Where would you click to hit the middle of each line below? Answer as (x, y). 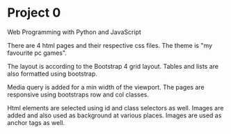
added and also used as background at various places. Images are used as (114, 115)
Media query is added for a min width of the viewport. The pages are (106, 87)
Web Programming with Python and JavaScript (74, 32)
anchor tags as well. (36, 122)
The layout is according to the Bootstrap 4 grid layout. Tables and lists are (113, 66)
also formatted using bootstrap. (52, 74)
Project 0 (34, 13)
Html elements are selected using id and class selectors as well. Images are (115, 108)
